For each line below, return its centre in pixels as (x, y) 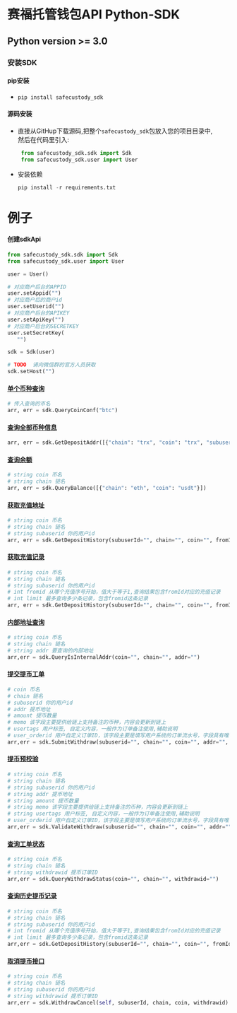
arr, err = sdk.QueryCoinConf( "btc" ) (63, 411)
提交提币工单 (26, 674)
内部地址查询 (26, 622)
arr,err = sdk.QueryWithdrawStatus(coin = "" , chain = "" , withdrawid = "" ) (113, 879)
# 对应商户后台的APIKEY (38, 313)
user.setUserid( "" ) (36, 307)
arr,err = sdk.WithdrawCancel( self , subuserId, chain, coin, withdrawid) (118, 1002)
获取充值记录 (26, 557)
